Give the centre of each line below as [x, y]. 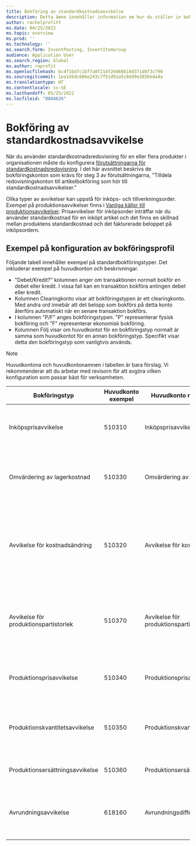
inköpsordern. [23, 230]
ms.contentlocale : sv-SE [36, 88]
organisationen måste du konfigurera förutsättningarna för [76, 162]
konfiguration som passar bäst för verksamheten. [65, 377]
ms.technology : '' [28, 45]
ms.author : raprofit [31, 66]
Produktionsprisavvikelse [43, 678]
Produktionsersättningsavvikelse [54, 770]
